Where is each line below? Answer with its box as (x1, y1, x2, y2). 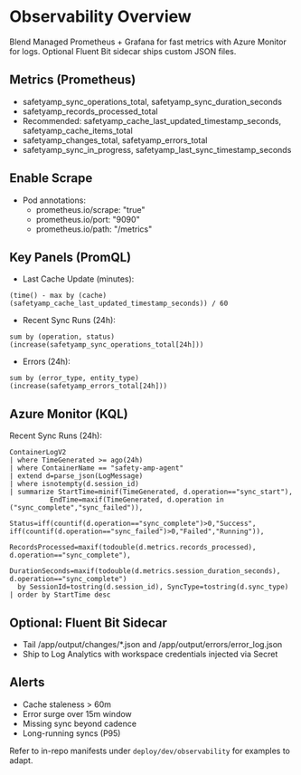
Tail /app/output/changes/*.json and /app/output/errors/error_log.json (22, 639, 283, 649)
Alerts (9, 675, 45, 690)
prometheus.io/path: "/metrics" (35, 224, 153, 234)
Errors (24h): (22, 356, 71, 368)
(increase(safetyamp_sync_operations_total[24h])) (9, 340, 204, 349)
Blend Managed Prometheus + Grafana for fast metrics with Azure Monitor (9, 36, 287, 47)
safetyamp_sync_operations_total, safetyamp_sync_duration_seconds (22, 96, 283, 107)
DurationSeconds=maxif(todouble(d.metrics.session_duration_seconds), (9, 567, 281, 576)
